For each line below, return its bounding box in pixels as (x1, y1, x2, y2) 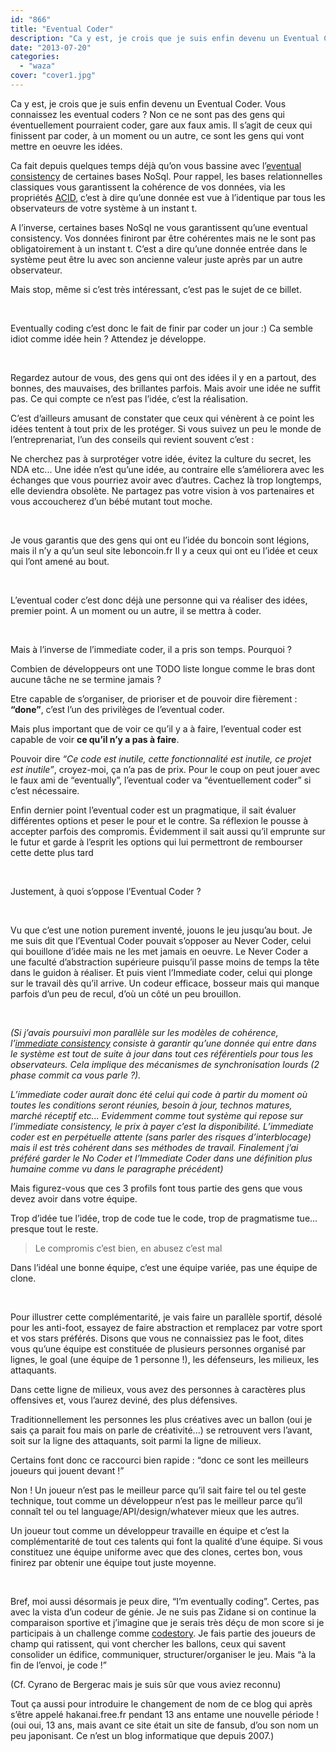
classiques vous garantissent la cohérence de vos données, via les (10, 181, 286, 193)
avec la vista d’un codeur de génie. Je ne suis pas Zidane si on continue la (10, 1606, 317, 1618)
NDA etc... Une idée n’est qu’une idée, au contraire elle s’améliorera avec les (10, 463, 325, 475)
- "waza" (19, 61, 56, 71)
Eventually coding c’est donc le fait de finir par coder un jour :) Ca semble (10, 322, 313, 334)
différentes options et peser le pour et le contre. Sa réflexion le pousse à (10, 814, 309, 826)
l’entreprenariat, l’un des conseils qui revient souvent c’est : (10, 433, 255, 445)
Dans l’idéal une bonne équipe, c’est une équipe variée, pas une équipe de (10, 1261, 318, 1273)
